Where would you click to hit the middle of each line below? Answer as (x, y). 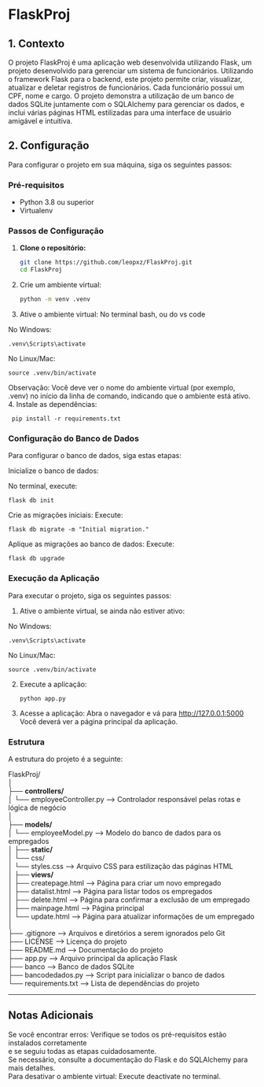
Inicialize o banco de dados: (54, 471)
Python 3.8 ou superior (57, 202)
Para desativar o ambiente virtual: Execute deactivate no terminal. (115, 1076)
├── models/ (30, 824)
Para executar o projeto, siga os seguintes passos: (90, 595)
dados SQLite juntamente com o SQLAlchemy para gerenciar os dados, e (126, 104)
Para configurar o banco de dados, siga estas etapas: (95, 456)
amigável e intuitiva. (40, 121)
